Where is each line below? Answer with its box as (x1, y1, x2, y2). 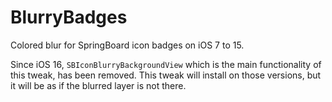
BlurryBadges (10, 6, 128, 29)
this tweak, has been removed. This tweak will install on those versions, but (10, 69, 322, 81)
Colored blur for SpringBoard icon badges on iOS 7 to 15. (10, 39, 245, 51)
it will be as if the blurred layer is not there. (10, 79, 187, 91)
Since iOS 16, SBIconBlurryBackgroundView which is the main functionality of (10, 58, 322, 70)
